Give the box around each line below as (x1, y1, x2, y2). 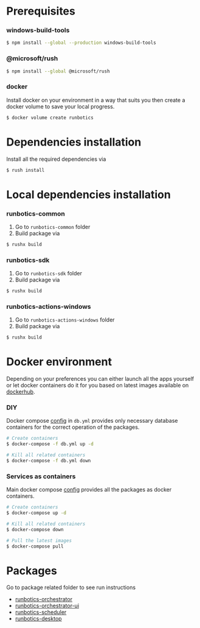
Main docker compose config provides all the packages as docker (6, 486, 172, 493)
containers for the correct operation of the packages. (6, 423, 140, 431)
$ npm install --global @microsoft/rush (6, 68, 111, 74)
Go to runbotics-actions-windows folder (15, 316, 115, 323)
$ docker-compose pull (6, 543, 64, 549)
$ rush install (6, 167, 45, 173)
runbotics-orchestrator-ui (15, 602, 80, 610)
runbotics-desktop (15, 615, 62, 623)
